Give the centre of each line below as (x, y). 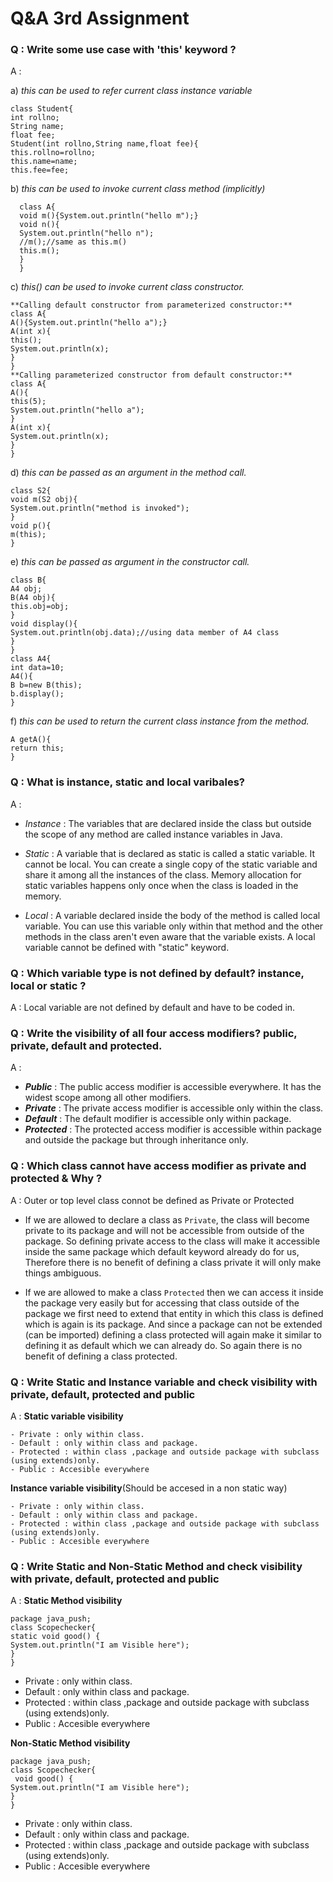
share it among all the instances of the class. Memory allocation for (163, 874)
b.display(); (37, 694)
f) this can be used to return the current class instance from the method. (160, 721)
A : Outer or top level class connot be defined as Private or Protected (152, 1200)
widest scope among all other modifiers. (108, 1098)
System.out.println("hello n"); (87, 233)
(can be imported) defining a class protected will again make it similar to (173, 1334)
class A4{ (31, 659)
